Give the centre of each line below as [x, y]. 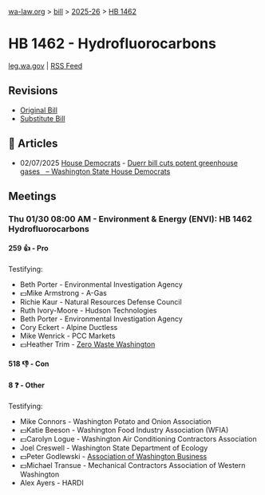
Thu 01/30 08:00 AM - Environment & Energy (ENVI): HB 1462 [131, 218]
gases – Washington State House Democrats [95, 171]
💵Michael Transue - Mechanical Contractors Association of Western [132, 465]
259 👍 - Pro [29, 248]
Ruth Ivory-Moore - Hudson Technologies [88, 311]
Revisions [33, 91]
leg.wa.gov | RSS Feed [45, 65]
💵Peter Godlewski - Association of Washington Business [113, 456]
